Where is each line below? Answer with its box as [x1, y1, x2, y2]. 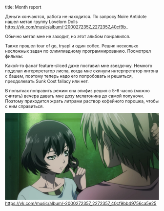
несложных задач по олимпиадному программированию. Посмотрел [5, 48, 151, 54]
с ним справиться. [5, 104, 44, 109]
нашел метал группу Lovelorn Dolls [5, 19, 78, 24]
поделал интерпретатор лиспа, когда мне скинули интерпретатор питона [5, 68, 159, 74]
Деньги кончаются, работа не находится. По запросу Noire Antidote [5, 14, 147, 19]
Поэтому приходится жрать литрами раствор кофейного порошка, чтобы [5, 98, 159, 104]
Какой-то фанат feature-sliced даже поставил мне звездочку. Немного [5, 63, 153, 68]
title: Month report [5, 4, 41, 10]
